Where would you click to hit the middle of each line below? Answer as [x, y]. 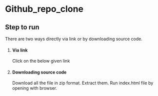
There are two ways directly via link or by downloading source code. [74, 39]
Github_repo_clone [44, 9]
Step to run [22, 27]
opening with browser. [35, 88]
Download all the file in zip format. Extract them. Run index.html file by [83, 83]
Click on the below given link [41, 61]
